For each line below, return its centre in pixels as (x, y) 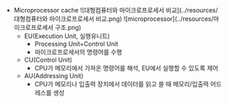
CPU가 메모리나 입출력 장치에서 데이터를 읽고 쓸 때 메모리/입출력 (122, 84)
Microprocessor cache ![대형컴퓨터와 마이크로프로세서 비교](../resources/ (116, 10)
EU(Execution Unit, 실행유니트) (67, 36)
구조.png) (68, 27)
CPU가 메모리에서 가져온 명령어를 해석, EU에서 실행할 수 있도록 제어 (126, 68)
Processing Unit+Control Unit (76, 44)
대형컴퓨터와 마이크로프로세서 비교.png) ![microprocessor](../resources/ (113, 19)
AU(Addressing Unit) (54, 76)
